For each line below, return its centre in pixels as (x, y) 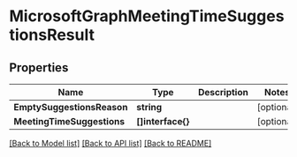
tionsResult (52, 35)
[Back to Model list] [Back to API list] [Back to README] (110, 143)
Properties (39, 67)
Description (224, 92)
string (149, 107)
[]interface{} (163, 121)
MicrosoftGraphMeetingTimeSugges (147, 16)
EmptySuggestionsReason (71, 107)
